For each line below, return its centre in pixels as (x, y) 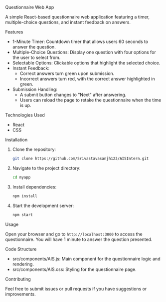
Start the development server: (43, 205)
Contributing (18, 279)
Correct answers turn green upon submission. (67, 73)
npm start (23, 214)
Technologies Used (25, 115)
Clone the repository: (34, 149)
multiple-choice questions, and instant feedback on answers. (68, 22)
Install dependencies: (34, 186)
